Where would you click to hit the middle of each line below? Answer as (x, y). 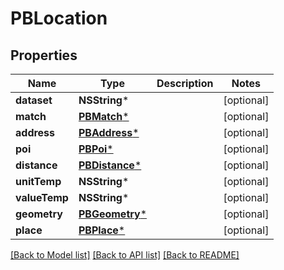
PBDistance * (110, 165)
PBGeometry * (113, 214)
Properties (44, 55)
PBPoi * (96, 149)
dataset (34, 100)
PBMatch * (104, 116)
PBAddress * (109, 132)
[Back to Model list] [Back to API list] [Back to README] (125, 255)
